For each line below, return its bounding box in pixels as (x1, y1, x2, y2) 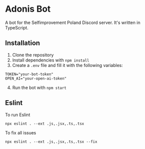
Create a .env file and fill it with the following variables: (12, 62, 123, 68)
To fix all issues (5, 129, 37, 135)
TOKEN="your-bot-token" (5, 72, 54, 77)
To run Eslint (5, 111, 30, 118)
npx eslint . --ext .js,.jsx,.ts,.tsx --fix (5, 139, 97, 144)
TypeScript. (5, 24, 28, 30)
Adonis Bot (5, 3, 51, 15)
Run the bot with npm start (12, 85, 67, 90)
